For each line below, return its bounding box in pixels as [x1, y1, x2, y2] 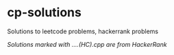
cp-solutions [7, 5, 82, 20]
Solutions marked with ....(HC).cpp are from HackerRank [7, 40, 167, 48]
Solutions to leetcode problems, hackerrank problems [7, 27, 159, 35]
